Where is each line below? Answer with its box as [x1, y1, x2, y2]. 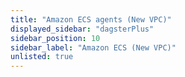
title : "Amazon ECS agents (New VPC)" [10, 14, 172, 25]
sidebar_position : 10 [10, 33, 101, 43]
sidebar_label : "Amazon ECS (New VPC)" [10, 42, 177, 53]
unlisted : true [10, 52, 74, 62]
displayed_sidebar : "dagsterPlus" [10, 24, 155, 34]
